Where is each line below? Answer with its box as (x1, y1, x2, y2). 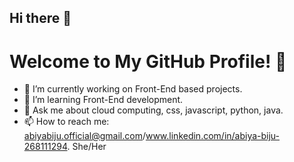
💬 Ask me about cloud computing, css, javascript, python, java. (23, 104, 284, 116)
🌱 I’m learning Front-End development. (23, 94, 184, 106)
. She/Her (67, 141, 107, 153)
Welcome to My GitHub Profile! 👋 (9, 50, 287, 73)
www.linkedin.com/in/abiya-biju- (145, 130, 281, 142)
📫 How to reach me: (23, 116, 110, 128)
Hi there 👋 (9, 10, 72, 27)
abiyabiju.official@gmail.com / (23, 130, 146, 142)
